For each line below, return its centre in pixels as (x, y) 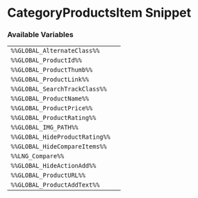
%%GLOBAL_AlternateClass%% (55, 51)
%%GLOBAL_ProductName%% (50, 99)
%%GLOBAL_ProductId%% (46, 60)
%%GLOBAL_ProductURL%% (48, 175)
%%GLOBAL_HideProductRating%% (61, 137)
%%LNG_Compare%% (38, 156)
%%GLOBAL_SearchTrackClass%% (59, 89)
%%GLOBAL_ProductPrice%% (52, 108)
